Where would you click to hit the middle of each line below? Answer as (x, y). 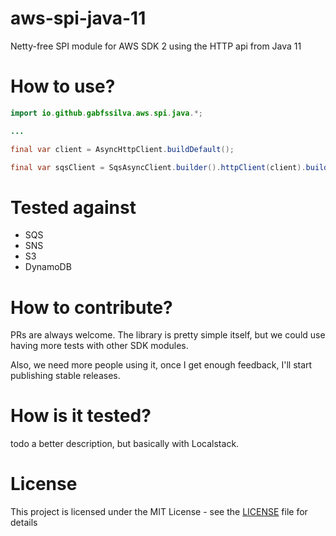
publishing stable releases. (65, 376)
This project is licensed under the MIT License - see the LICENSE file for (159, 512)
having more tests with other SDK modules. (99, 346)
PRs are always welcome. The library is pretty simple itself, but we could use (168, 335)
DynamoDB (48, 267)
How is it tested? (81, 416)
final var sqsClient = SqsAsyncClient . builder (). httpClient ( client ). (158, 167)
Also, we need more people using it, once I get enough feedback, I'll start (161, 365)
